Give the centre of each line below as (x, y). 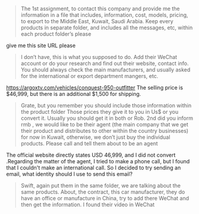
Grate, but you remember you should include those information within (106, 106)
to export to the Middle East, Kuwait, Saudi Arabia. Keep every (97, 21)
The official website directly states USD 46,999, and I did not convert (91, 155)
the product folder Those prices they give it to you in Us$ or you (99, 112)
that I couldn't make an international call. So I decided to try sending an (94, 168)
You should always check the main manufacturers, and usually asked (105, 70)
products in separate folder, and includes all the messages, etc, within (107, 27)
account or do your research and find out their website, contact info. (105, 63)
